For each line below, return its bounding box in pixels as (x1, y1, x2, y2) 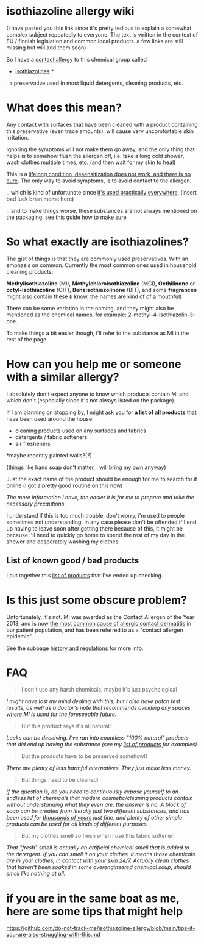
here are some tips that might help (6, 904, 183, 918)
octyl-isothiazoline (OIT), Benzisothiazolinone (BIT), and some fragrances (6, 286, 197, 293)
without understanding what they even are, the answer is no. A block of (6, 801, 186, 809)
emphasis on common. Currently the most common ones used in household (6, 261, 197, 269)
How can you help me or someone (6, 357, 181, 371)
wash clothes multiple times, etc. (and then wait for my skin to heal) (6, 159, 176, 166)
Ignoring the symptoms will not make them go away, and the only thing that (6, 145, 195, 153)
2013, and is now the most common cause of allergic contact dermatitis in (6, 620, 192, 627)
